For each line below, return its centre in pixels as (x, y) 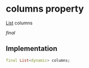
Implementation (32, 49)
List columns (19, 23)
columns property (45, 9)
